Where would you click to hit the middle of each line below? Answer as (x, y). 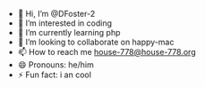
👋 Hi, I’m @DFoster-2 (56, 14)
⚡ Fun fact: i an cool (55, 75)
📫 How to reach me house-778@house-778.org (107, 52)
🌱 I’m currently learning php (69, 32)
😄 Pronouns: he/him (56, 65)
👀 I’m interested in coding (65, 23)
